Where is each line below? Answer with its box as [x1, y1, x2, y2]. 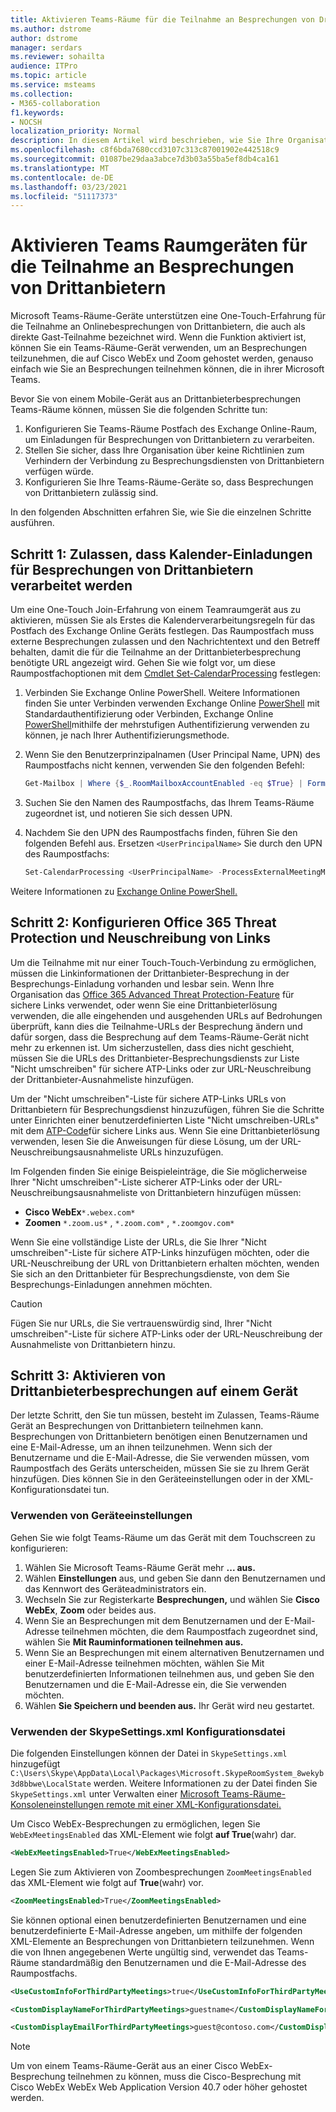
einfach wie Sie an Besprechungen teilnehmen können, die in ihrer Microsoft [10, 363, 325, 375]
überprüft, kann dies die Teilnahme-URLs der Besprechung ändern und [10, 1020, 303, 1032]
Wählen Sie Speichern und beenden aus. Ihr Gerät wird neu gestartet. [24, 1699, 315, 1711]
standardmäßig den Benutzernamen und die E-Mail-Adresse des [41, 1956, 307, 1968]
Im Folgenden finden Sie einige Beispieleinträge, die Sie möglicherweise [10, 1165, 308, 1177]
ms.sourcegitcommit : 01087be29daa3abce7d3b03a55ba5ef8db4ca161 [10, 154, 280, 164]
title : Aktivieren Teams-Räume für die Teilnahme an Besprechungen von [10, 14, 315, 25]
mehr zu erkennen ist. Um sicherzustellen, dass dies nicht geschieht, [10, 1041, 295, 1053]
